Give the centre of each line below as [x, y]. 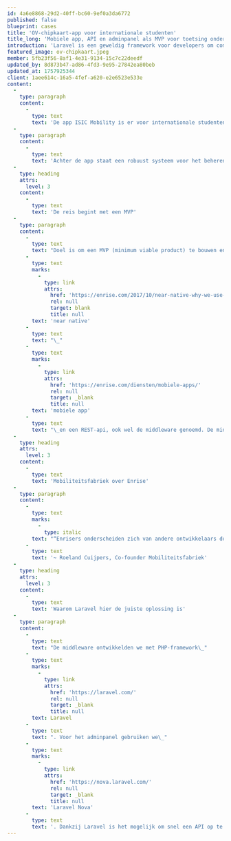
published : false [32, 20]
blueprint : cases [32, 26]
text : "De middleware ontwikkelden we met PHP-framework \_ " [120, 647]
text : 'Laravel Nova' [63, 808]
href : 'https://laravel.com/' [93, 692]
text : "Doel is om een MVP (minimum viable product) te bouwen [124, 251]
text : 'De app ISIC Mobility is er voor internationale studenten [129, 122]
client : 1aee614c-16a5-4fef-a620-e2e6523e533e [75, 77]
